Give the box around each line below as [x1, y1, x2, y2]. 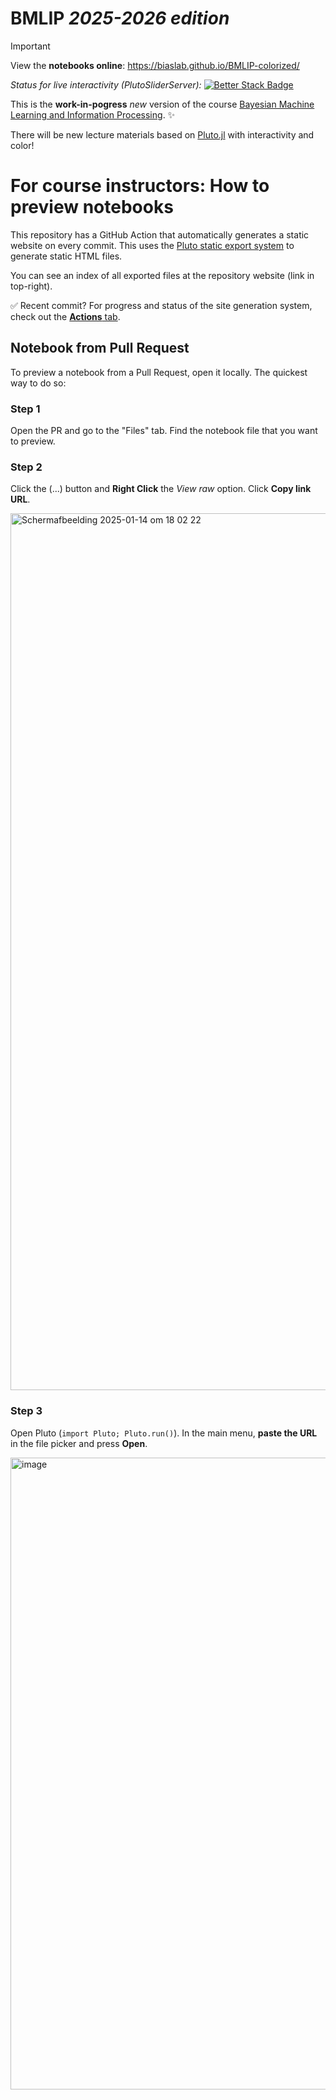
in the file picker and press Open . [10, 1437, 148, 1449]
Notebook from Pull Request [10, 340, 190, 357]
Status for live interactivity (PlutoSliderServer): [10, 78, 202, 91]
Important [10, 40, 51, 52]
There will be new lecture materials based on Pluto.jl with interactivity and [10, 128, 315, 141]
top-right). [10, 280, 53, 292]
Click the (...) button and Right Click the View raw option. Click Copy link [10, 483, 312, 495]
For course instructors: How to [10, 175, 270, 197]
